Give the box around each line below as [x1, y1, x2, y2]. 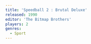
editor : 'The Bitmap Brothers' [5, 17, 72, 22]
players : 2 [5, 21, 28, 27]
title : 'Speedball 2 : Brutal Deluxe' [5, 7, 87, 13]
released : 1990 [5, 12, 38, 17]
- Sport [10, 31, 26, 36]
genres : [5, 26, 22, 31]
